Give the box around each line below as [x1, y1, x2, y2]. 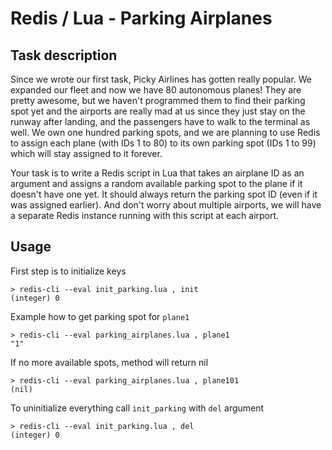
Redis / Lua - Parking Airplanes [10, 7, 273, 30]
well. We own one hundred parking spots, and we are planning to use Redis [10, 127, 321, 138]
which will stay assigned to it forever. [10, 148, 163, 159]
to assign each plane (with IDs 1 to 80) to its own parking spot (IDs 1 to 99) [10, 137, 317, 149]
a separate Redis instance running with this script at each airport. [10, 210, 280, 221]
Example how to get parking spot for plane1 [10, 310, 190, 322]
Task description [10, 47, 118, 64]
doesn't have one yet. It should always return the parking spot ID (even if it [10, 188, 318, 200]
